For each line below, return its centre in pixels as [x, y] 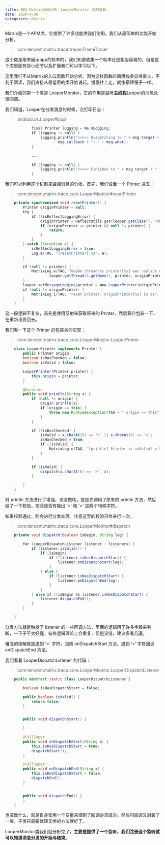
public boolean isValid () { [51, 697]
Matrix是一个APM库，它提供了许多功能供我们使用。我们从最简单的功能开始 [81, 34]
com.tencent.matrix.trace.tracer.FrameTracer [62, 49]
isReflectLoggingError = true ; [63, 249]
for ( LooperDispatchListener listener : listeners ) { [79, 544]
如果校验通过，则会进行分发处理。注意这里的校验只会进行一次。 [69, 516]
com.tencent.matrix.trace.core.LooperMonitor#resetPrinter [77, 194]
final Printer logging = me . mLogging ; [71, 129]
